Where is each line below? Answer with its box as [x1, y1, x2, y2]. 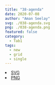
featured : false [5, 29, 37, 34]
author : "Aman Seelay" [5, 16, 50, 21]
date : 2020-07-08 [5, 12, 40, 16]
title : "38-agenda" [5, 7, 44, 12]
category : [5, 34, 25, 39]
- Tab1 [9, 39, 22, 43]
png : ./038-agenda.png [5, 25, 50, 30]
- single [9, 57, 27, 61]
